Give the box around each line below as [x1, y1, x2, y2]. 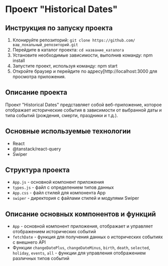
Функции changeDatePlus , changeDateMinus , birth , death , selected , [12, 245, 150, 251]
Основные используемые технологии [5, 127, 131, 136]
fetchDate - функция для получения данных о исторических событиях [12, 234, 163, 240]
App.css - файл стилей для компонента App [12, 190, 106, 196]
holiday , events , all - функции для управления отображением [12, 250, 146, 256]
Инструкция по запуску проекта [5, 24, 113, 32]
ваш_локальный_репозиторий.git [12, 42, 78, 47]
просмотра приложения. [12, 74, 66, 79]
